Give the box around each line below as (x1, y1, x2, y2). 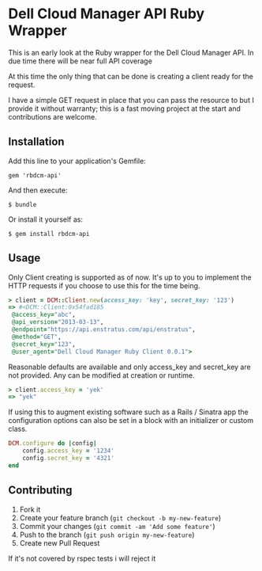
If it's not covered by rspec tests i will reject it (8, 554, 156, 563)
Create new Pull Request (19, 538, 100, 547)
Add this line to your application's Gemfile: (8, 156, 146, 166)
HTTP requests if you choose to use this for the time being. (8, 280, 200, 290)
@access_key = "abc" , (11, 310, 77, 319)
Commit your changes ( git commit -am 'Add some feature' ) (19, 521, 215, 531)
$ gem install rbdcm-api (8, 230, 90, 238)
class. (8, 424, 28, 434)
